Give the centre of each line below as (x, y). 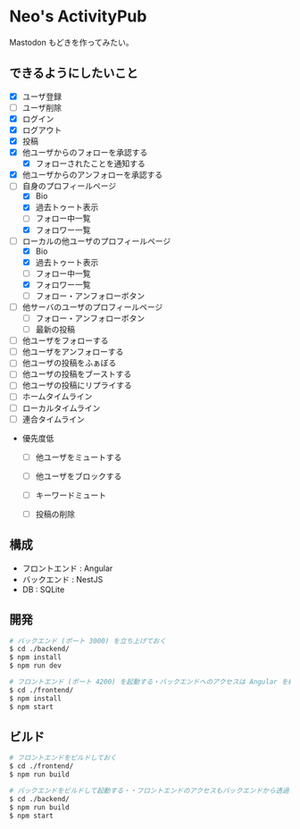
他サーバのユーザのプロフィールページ (92, 306)
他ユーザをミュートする (79, 456)
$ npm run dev (36, 666)
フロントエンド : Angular (67, 568)
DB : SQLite (43, 589)
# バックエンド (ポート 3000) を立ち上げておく (88, 641)
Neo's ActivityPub (78, 17)
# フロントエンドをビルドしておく (63, 758)
